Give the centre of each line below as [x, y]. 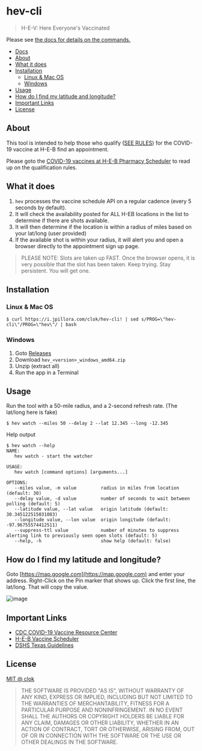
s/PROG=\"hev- [159, 320]
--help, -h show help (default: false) [93, 541]
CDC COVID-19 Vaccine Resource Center [66, 632]
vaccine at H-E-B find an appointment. [61, 149]
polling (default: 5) [33, 504]
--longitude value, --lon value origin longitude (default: [93, 520]
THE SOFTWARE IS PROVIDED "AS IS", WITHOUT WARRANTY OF [103, 690]
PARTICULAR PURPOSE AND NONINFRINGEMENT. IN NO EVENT [102, 710]
